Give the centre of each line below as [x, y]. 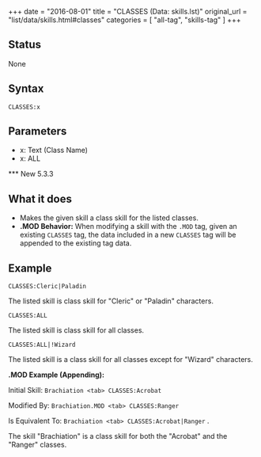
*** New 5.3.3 [31, 174]
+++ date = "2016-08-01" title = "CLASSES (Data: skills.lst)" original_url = [128, 11]
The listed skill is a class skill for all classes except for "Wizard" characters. [130, 360]
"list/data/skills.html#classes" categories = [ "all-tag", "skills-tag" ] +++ [125, 20]
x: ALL [30, 158]
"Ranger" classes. [38, 445]
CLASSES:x [25, 107]
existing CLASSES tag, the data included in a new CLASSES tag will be [128, 235]
